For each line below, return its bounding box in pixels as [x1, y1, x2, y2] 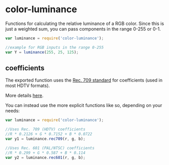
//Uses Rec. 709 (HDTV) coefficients [5, 127, 86, 132]
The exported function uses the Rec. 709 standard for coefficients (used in [5, 77, 162, 84]
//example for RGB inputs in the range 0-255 [5, 45, 104, 50]
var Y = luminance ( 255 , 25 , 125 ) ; [5, 49, 79, 54]
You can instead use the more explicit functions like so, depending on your [5, 102, 162, 108]
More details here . [5, 93, 44, 99]
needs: [5, 108, 20, 114]
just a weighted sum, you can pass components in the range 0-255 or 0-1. [5, 25, 161, 32]
